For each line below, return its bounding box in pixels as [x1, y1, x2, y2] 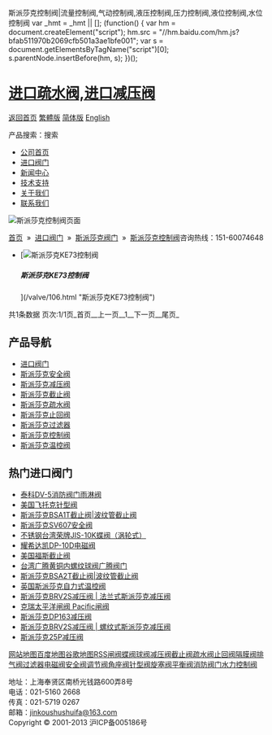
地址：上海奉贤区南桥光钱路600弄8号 [8, 676, 134, 686]
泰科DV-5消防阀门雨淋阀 [19, 489, 102, 499]
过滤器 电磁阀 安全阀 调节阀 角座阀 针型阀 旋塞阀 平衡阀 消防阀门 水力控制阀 [23, 659, 257, 669]
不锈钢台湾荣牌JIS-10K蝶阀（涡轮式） [19, 530, 146, 540]
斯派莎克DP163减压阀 [19, 611, 92, 621]
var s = [140, 36, 164, 46]
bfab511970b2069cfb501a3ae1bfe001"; [8, 36, 139, 46]
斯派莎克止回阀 [19, 409, 71, 419]
